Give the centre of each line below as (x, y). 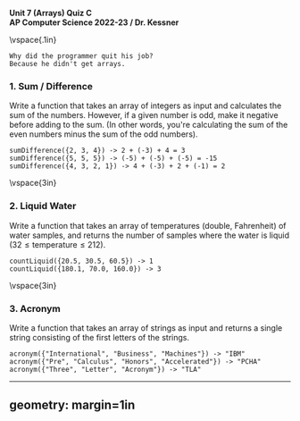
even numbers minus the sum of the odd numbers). (104, 134)
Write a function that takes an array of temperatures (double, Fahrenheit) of (148, 225)
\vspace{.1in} (33, 40)
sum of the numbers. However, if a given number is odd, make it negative (144, 115)
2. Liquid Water (43, 206)
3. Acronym (35, 308)
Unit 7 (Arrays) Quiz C (50, 13)
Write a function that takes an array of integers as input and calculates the (146, 105)
